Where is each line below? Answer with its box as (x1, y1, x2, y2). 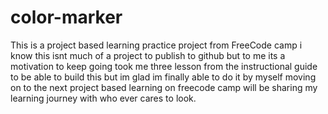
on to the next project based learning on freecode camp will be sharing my (10, 81, 318, 93)
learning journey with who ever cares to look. (10, 92, 197, 104)
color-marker (10, 6, 123, 29)
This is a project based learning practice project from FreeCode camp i (10, 39, 303, 51)
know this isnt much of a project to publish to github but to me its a (10, 49, 286, 61)
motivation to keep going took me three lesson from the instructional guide (10, 60, 318, 72)
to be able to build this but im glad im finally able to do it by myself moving (10, 71, 317, 83)
